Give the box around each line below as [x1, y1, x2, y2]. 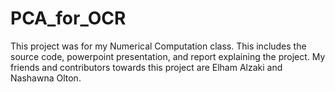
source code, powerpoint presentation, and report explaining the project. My [10, 50, 326, 62]
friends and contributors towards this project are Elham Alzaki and [10, 61, 283, 73]
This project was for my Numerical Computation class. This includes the [10, 40, 307, 52]
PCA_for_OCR [10, 7, 127, 30]
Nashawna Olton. [10, 72, 82, 84]
